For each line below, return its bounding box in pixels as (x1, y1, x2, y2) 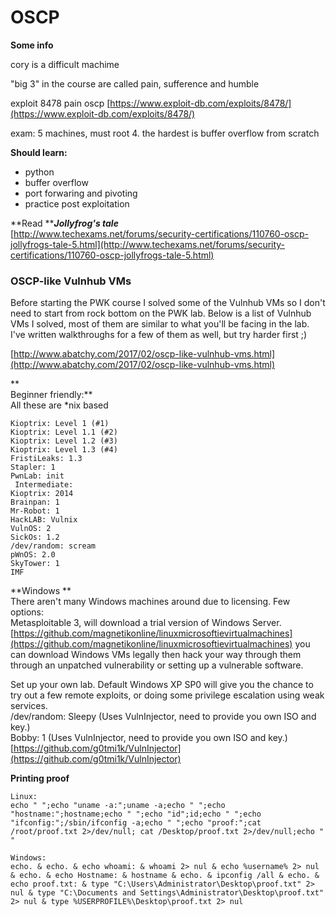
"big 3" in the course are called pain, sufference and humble (10, 77, 260, 90)
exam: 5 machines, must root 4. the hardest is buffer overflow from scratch (10, 127, 320, 139)
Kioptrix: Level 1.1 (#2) (10, 427, 118, 438)
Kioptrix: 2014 (10, 489, 74, 499)
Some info (10, 39, 54, 51)
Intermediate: (14, 480, 74, 490)
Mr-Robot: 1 (10, 506, 60, 516)
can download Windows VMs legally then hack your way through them (10, 649, 302, 661)
